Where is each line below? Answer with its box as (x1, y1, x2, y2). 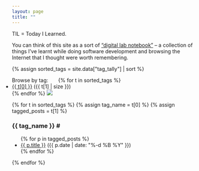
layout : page (12, 8, 44, 15)
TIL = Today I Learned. (12, 30, 67, 37)
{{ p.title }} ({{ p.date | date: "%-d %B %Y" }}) (20, 141, 132, 148)
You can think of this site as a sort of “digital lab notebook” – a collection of (12, 42, 193, 49)
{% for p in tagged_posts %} (20, 135, 90, 142)
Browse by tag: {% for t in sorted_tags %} (12, 77, 121, 84)
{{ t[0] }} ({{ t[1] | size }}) (12, 83, 71, 90)
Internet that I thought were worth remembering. (12, 54, 129, 61)
